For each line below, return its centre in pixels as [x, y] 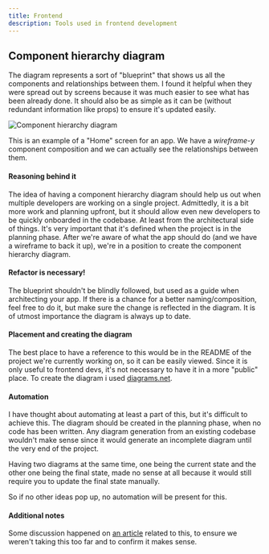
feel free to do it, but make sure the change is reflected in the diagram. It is [132, 308]
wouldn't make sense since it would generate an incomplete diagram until [130, 440]
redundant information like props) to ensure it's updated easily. [112, 110]
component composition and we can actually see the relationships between [133, 149]
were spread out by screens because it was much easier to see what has [129, 93]
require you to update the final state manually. [84, 482]
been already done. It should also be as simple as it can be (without [120, 101]
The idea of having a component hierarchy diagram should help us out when [134, 194]
